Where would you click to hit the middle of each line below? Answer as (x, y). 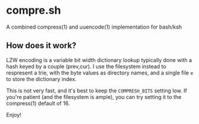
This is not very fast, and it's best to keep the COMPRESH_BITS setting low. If (97, 91)
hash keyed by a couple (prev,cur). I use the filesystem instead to (86, 66)
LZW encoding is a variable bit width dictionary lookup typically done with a (99, 60)
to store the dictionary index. (41, 79)
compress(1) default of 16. (38, 103)
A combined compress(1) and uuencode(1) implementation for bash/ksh (94, 27)
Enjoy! (14, 114)
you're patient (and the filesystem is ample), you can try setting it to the (94, 97)
